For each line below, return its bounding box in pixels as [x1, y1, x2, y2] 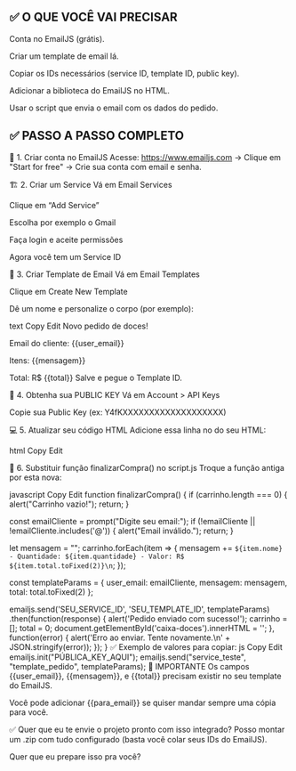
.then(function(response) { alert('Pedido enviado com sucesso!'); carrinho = [9, 613, 288, 624]
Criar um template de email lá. [9, 51, 119, 61]
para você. [9, 706, 49, 718]
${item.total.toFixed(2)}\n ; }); [9, 559, 126, 571]
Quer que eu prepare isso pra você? [9, 751, 141, 762]
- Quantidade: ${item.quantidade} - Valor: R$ [9, 552, 185, 561]
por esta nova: [9, 472, 62, 483]
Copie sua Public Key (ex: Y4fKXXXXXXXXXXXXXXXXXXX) [9, 407, 227, 418]
